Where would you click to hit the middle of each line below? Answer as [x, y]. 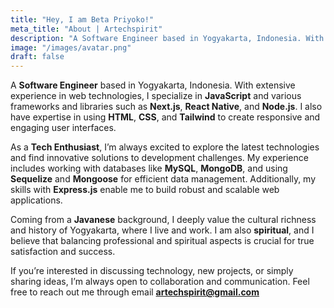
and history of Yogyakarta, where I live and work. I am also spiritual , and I [162, 230]
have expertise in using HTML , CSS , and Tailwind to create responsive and [165, 117]
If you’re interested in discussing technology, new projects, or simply [152, 271]
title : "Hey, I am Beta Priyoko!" [82, 19]
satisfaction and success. [63, 252]
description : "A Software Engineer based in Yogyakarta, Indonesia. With [167, 38]
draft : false [37, 57]
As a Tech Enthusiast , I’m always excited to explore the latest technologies [165, 147]
